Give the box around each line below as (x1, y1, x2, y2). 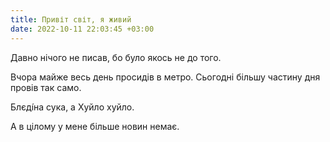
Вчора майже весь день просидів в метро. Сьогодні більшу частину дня (10, 71, 321, 83)
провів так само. (10, 81, 82, 93)
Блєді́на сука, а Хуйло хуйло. (10, 101, 135, 113)
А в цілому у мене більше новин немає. (10, 120, 180, 132)
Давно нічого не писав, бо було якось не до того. (10, 51, 222, 63)
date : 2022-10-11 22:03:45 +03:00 (10, 24, 155, 34)
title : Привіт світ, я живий (10, 14, 132, 25)
